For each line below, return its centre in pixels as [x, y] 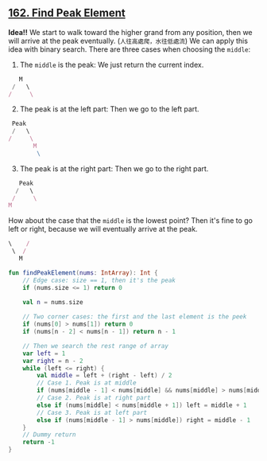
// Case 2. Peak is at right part [94, 398]
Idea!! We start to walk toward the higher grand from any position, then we [130, 32]
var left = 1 [44, 354]
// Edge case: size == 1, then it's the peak [99, 280]
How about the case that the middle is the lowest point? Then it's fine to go [130, 221]
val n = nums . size [53, 303]
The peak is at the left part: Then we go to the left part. [110, 109]
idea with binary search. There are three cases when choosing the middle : [130, 49]
